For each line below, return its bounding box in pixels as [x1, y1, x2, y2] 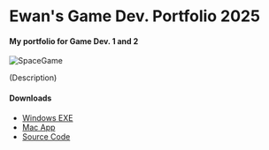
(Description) [9, 72, 58, 83]
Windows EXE [21, 112, 73, 123]
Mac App [21, 122, 56, 132]
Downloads [9, 93, 52, 103]
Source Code [21, 131, 71, 142]
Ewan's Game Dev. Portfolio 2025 [9, 6, 261, 26]
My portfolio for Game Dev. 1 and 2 [9, 35, 139, 46]
